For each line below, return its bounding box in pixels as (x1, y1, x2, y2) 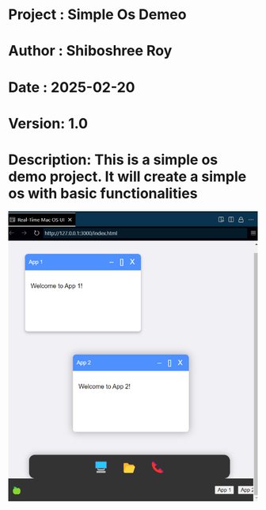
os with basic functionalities (8, 184, 198, 202)
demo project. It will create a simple (8, 167, 247, 186)
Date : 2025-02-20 (8, 78, 135, 96)
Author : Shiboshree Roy (8, 42, 173, 60)
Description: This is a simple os (8, 151, 218, 168)
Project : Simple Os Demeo (8, 6, 187, 24)
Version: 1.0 (8, 114, 89, 132)
